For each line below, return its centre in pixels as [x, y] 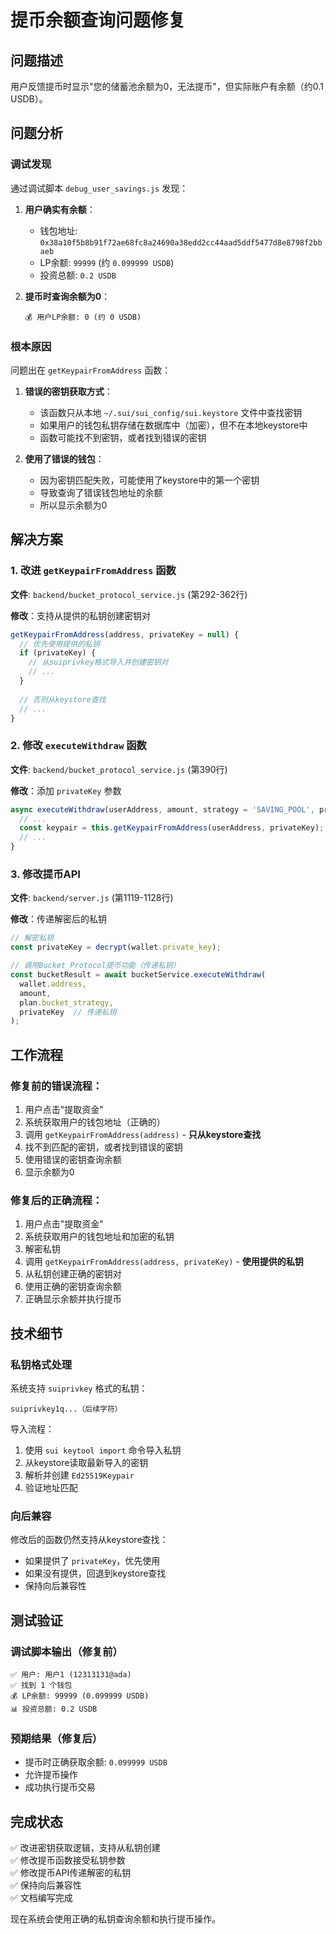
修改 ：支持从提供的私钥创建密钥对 [80, 615]
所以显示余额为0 [73, 505]
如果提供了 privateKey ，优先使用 [92, 1561]
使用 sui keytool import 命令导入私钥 [103, 1450]
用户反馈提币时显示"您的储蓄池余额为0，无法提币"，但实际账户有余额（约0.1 [167, 86]
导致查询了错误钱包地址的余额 [101, 492]
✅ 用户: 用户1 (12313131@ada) [71, 1674]
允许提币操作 [51, 1775]
